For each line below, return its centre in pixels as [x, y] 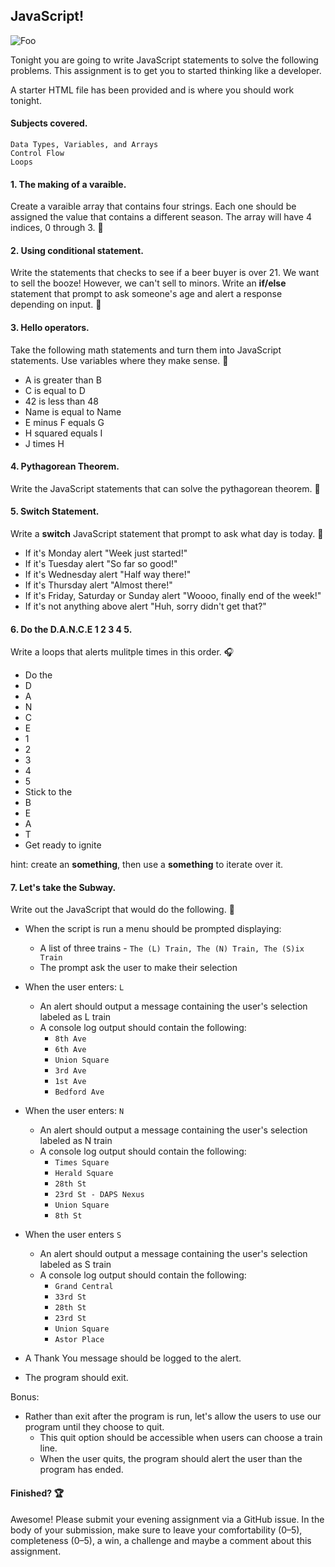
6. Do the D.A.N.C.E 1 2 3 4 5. [71, 629]
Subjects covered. [49, 123]
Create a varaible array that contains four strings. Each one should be [153, 206]
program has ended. [81, 1470]
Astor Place [79, 1340]
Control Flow [37, 154]
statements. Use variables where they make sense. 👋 [119, 360]
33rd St [70, 1297]
